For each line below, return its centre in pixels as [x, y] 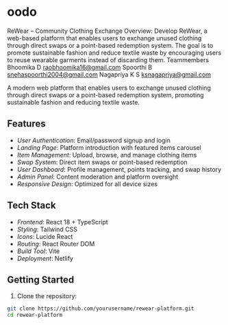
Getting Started [41, 279]
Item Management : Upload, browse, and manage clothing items [107, 155]
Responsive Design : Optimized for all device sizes [87, 184]
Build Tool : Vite [38, 251]
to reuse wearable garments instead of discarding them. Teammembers [108, 60]
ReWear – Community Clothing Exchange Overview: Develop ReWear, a [107, 31]
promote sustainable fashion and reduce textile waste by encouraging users [114, 53]
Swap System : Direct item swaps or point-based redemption [102, 162]
